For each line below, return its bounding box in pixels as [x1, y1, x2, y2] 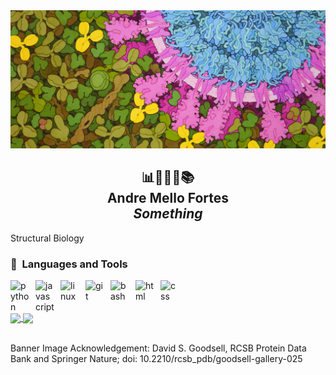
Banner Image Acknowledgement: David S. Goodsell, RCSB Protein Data [10, 342, 307, 354]
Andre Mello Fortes [106, 190, 230, 207]
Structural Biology [10, 232, 85, 244]
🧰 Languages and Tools [10, 257, 128, 271]
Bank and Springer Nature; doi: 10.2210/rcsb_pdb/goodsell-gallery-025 [10, 353, 303, 365]
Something [133, 205, 203, 223]
